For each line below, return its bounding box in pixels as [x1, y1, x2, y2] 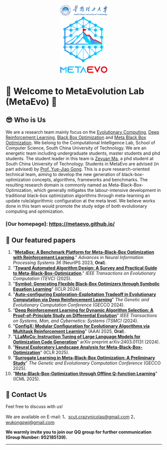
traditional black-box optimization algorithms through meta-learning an [5, 192, 150, 198]
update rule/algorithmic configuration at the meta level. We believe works [5, 197, 156, 203]
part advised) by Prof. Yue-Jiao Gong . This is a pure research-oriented [5, 166, 150, 172]
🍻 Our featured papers [5, 236, 76, 244]
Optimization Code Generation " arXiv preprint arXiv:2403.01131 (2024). [12, 339, 160, 345]
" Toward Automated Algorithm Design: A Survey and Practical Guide [12, 265, 158, 271]
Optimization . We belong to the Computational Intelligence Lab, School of [5, 139, 156, 146]
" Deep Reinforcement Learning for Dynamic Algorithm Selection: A [12, 307, 154, 313]
